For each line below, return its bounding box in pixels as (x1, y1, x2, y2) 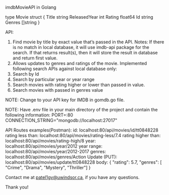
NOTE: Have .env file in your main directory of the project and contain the (5, 107, 158, 112)
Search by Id (12, 71, 39, 77)
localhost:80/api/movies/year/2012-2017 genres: (5, 149, 106, 154)
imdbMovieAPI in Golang (5, 5, 57, 10)
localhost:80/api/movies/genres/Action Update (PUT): (5, 154, 118, 160)
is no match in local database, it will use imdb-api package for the (12, 44, 150, 50)
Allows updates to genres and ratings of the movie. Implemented (12, 60, 147, 66)
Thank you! (5, 184, 29, 190)
